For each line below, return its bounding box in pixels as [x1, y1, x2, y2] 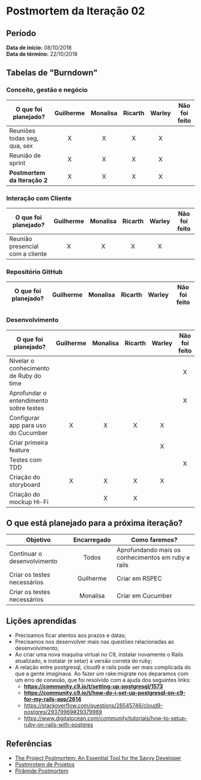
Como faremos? [130, 536, 178, 544]
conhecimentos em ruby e [116, 554, 190, 562]
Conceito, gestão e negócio [6, 86, 88, 94]
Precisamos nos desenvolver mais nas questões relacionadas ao [14, 638, 175, 645]
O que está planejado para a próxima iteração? [6, 518, 183, 528]
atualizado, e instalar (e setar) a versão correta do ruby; [14, 658, 153, 665]
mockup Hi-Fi [9, 497, 49, 506]
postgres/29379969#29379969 [23, 709, 103, 716]
